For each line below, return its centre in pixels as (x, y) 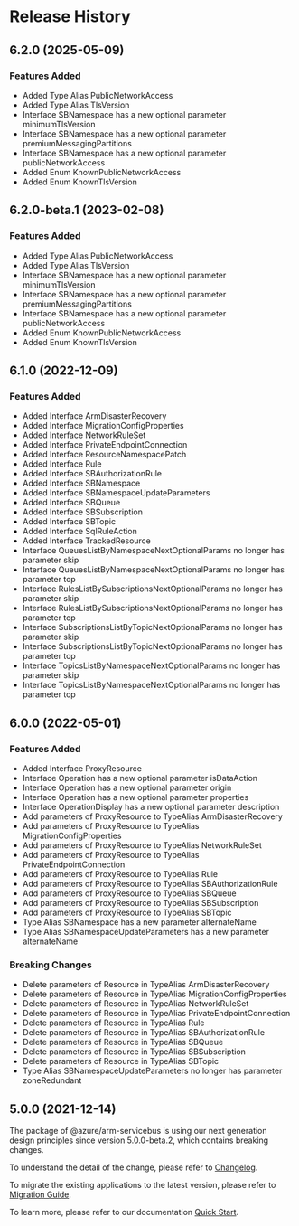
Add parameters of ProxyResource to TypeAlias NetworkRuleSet (142, 845)
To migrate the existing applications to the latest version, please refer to (143, 1185)
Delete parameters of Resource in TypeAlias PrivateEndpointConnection (156, 1014)
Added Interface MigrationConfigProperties (103, 426)
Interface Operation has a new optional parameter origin (127, 787)
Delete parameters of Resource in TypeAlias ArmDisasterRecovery (146, 985)
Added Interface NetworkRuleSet (84, 435)
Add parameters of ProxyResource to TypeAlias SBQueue (129, 893)
